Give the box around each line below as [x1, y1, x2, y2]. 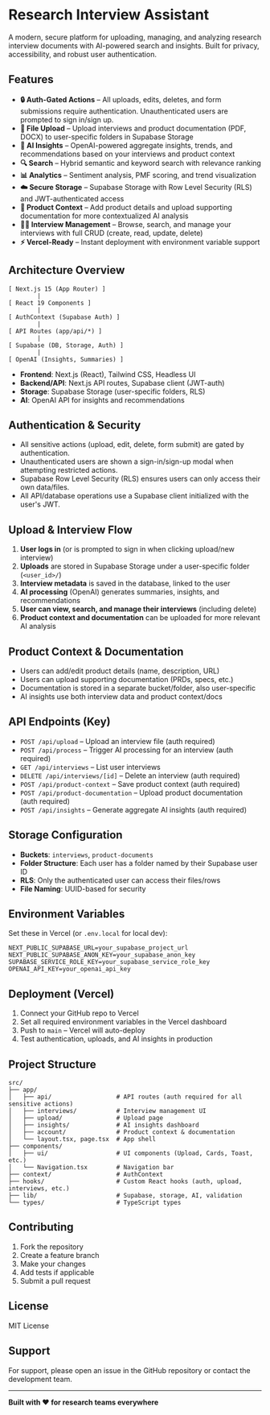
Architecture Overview [8, 263, 125, 277]
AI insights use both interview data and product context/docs [19, 692, 223, 701]
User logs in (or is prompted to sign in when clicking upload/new [19, 544, 235, 554]
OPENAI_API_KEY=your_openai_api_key [8, 965, 131, 974]
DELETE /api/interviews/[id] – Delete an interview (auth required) [19, 771, 241, 780]
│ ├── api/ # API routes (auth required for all [8, 1093, 243, 1101]
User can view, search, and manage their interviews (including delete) [19, 604, 257, 614]
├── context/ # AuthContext [8, 1170, 163, 1179]
